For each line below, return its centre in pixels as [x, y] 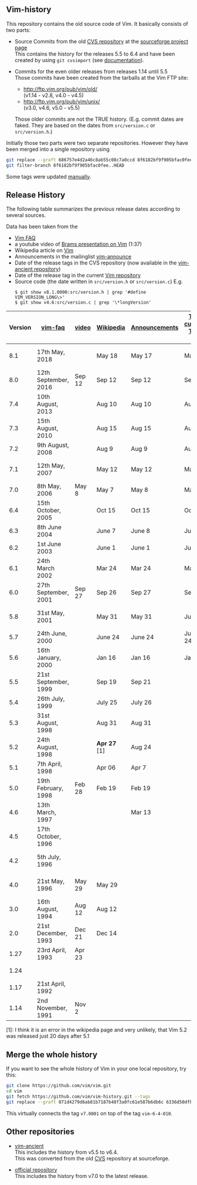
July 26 [142, 702]
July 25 [107, 702]
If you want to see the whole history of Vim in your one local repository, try [96, 1069]
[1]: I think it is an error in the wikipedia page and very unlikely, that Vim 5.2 [97, 1030]
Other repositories [40, 1132]
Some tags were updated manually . [49, 176]
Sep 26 [107, 593]
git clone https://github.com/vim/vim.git [59, 1086]
